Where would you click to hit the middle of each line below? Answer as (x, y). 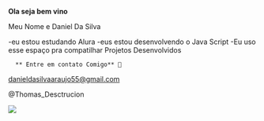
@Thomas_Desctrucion (46, 94)
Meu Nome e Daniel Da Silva (55, 26)
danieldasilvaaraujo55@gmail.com (64, 79)
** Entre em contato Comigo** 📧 (69, 64)
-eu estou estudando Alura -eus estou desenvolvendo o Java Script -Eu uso (132, 42)
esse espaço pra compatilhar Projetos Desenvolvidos (95, 50)
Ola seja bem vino (38, 11)
